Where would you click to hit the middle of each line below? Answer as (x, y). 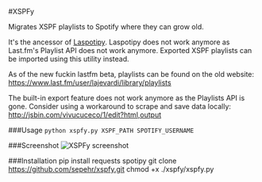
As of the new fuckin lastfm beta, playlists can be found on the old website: (131, 74)
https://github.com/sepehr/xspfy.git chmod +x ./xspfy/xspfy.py (111, 169)
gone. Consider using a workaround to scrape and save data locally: (120, 106)
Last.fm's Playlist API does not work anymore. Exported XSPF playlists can (130, 50)
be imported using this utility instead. (69, 59)
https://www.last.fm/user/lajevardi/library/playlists (90, 83)
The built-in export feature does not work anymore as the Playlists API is (127, 98)
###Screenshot (34, 145)
